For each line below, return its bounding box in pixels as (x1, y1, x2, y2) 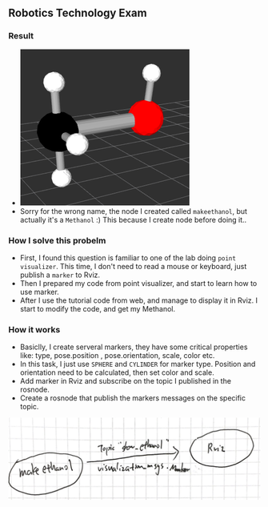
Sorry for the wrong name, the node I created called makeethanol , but (19, 206, 248, 215)
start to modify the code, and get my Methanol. (19, 304, 176, 313)
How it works (8, 324, 61, 335)
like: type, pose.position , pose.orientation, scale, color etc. (19, 351, 215, 360)
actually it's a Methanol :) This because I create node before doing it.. (19, 215, 247, 224)
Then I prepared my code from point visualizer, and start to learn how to (19, 278, 258, 288)
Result (8, 30, 34, 42)
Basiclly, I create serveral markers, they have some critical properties (19, 342, 248, 352)
